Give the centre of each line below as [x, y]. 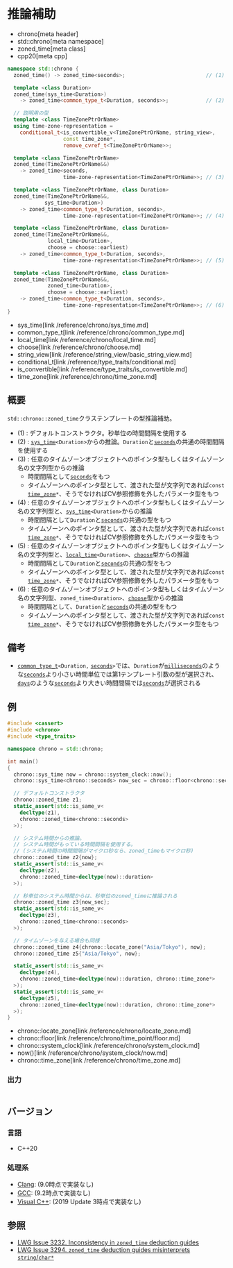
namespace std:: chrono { [43, 69]
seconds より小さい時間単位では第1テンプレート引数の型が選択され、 [121, 675]
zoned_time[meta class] [51, 49]
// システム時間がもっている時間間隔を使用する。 [75, 845]
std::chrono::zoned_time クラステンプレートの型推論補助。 [91, 418]
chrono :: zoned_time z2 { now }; [55, 858]
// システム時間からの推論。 [49, 838]
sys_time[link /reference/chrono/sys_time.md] [83, 325]
